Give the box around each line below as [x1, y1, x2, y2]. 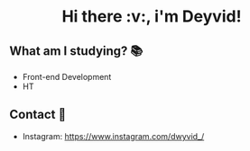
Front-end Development [22, 72, 112, 82]
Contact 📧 [9, 107, 67, 122]
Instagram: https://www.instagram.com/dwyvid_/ [22, 130, 205, 141]
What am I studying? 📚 [9, 43, 144, 58]
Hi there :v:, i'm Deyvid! [61, 6, 242, 27]
